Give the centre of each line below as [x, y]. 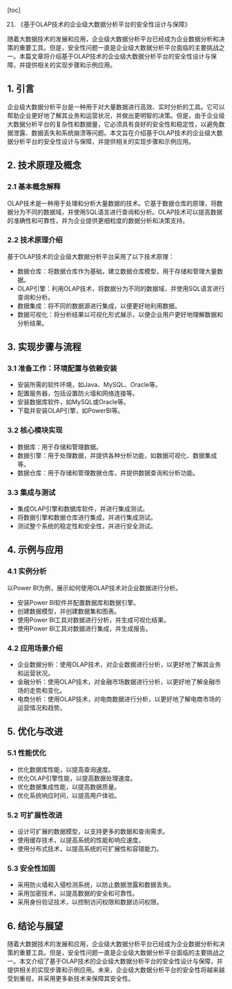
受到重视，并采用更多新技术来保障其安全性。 [71, 979]
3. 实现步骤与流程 [44, 347]
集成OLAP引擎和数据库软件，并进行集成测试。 [83, 509]
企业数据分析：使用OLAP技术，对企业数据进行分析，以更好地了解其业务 [119, 664]
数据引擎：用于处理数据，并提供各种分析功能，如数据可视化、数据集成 [117, 455]
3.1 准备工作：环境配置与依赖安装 [62, 368]
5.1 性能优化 [27, 753]
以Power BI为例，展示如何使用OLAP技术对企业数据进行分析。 [94, 588]
